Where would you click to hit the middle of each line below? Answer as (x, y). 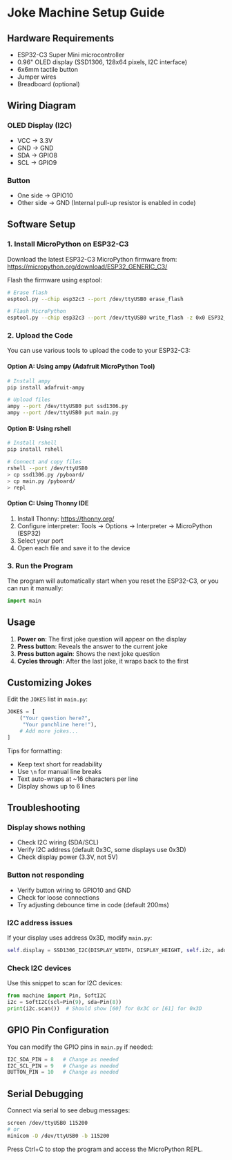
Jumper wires (37, 77)
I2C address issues (40, 922)
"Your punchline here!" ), (60, 725)
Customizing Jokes (49, 683)
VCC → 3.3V (35, 140)
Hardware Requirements (61, 38)
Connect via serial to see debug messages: (69, 1110)
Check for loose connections (58, 897)
